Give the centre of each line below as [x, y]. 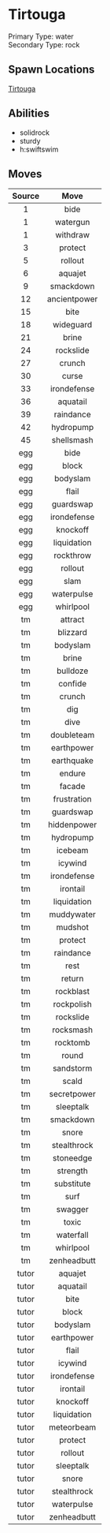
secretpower [72, 1094]
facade [72, 787]
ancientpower [72, 299]
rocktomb [72, 1043]
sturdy [30, 140]
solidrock [35, 133]
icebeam [72, 851]
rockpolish [72, 1004]
